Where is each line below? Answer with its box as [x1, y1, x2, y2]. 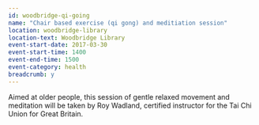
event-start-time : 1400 [8, 48, 87, 56]
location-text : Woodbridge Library [8, 33, 126, 42]
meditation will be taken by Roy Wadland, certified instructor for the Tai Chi [8, 100, 252, 110]
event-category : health [8, 63, 87, 71]
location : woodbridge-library [8, 26, 108, 34]
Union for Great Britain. [8, 108, 84, 119]
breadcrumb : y [8, 70, 55, 78]
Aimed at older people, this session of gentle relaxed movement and [8, 92, 231, 101]
